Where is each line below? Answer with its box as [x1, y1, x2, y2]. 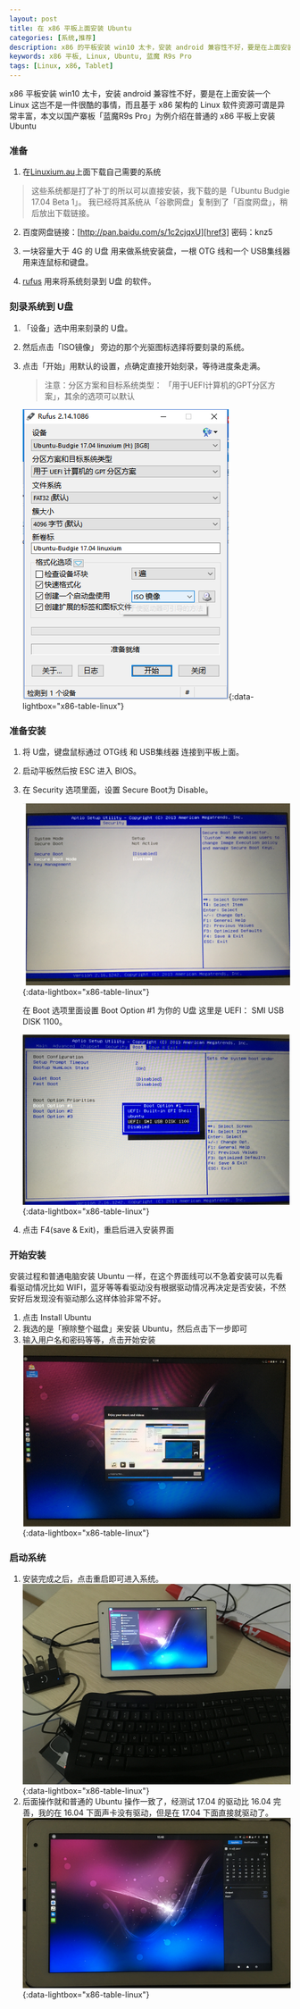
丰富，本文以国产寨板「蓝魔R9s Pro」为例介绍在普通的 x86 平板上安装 [16, 111, 276, 121]
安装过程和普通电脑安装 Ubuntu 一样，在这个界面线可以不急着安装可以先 [9, 1270, 276, 1281]
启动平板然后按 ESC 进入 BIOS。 [21, 765, 141, 776]
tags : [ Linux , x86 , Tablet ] [9, 62, 114, 71]
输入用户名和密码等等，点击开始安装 [21, 1334, 156, 1344]
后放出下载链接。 [30, 208, 95, 219]
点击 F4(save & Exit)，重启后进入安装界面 [21, 1224, 174, 1235]
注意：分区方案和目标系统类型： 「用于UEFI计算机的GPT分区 [44, 380, 268, 390]
